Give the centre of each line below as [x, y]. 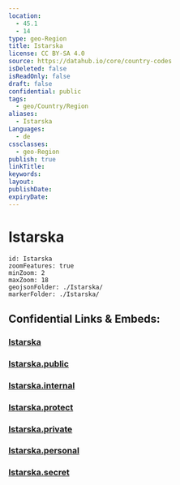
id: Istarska [30, 259]
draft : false [30, 84]
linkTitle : [27, 167]
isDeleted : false [38, 69]
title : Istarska [36, 46]
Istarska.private [41, 429]
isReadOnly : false [39, 76]
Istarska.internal [42, 385]
